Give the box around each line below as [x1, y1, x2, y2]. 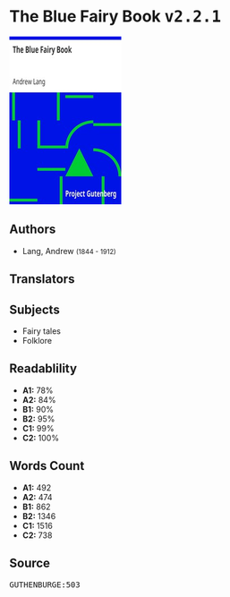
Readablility [9, 361, 78, 377]
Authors [9, 222, 56, 237]
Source [9, 555, 51, 570]
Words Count [9, 458, 85, 473]
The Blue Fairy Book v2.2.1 [9, 6, 222, 27]
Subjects [9, 302, 60, 317]
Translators [9, 271, 75, 287]
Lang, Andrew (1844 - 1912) [21, 245, 116, 256]
